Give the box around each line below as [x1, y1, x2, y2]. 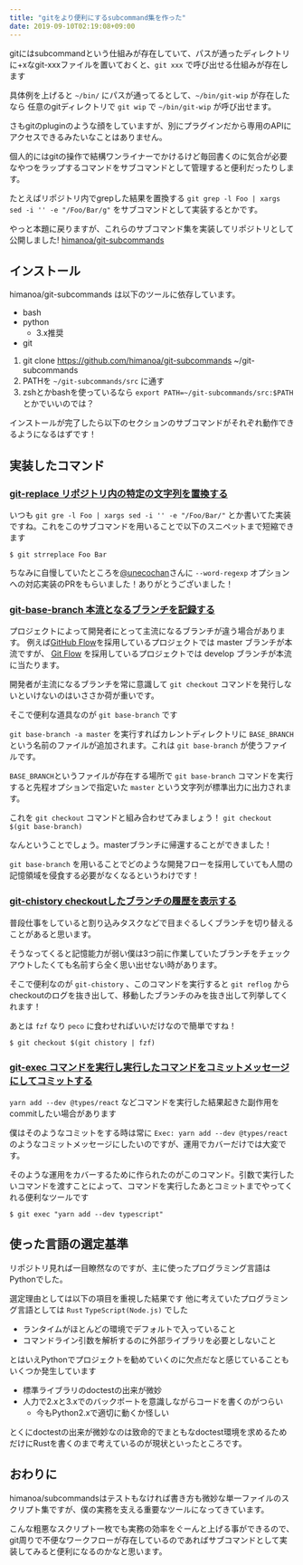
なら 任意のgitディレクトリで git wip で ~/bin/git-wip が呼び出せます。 [9, 100, 277, 111]
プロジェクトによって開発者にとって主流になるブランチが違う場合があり [9, 625, 278, 636]
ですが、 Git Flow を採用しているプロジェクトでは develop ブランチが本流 [16, 648, 292, 659]
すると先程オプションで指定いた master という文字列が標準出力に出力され [9, 782, 284, 793]
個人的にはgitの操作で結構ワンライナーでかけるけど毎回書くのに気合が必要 [9, 150, 288, 161]
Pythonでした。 [9, 1274, 68, 1284]
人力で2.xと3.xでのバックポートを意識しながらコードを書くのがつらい [22, 1396, 284, 1407]
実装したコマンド [9, 458, 105, 473]
